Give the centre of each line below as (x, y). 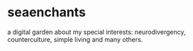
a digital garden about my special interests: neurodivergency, (96, 32)
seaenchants (47, 12)
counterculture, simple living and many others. (75, 39)
